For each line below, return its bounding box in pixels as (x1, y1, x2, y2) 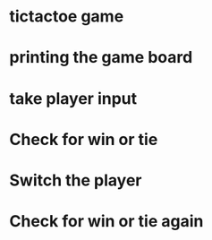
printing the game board (9, 47, 193, 68)
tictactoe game (9, 6, 124, 27)
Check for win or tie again (9, 211, 204, 232)
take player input (9, 88, 138, 108)
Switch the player (9, 170, 142, 190)
